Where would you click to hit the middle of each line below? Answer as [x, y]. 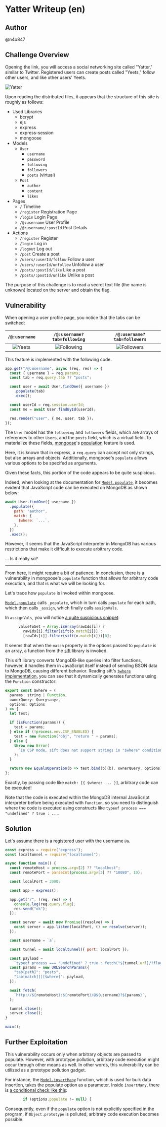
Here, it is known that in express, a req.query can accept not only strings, [80, 453]
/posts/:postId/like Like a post [52, 269]
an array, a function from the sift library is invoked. [56, 651]
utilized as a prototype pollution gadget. [46, 1070]
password [36, 159]
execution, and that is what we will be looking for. [55, 584]
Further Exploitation [37, 1042]
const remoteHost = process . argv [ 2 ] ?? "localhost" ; [65, 868]
